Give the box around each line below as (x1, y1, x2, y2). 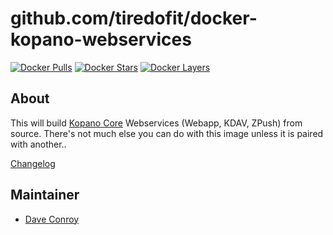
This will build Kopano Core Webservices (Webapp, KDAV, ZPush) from (10, 117, 303, 129)
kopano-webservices (10, 28, 192, 51)
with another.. (10, 138, 67, 150)
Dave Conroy (24, 213, 80, 225)
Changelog (10, 157, 56, 169)
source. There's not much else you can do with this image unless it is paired (10, 127, 324, 139)
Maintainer (10, 187, 80, 204)
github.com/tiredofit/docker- (10, 7, 258, 30)
